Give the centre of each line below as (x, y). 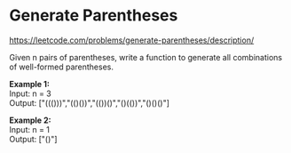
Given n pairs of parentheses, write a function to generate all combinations (145, 57)
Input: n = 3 (30, 93)
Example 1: (30, 84)
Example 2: (30, 120)
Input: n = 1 (30, 129)
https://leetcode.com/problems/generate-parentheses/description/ (132, 40)
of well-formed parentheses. (61, 67)
